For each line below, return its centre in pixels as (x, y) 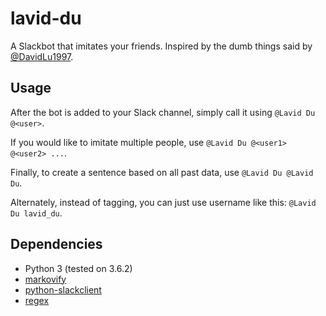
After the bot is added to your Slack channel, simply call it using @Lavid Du (163, 112)
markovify (45, 279)
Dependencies (56, 244)
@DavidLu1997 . (42, 56)
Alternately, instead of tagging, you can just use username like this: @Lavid (163, 202)
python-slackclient (63, 289)
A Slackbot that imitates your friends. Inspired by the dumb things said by (161, 46)
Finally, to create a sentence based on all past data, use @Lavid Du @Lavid (162, 172)
